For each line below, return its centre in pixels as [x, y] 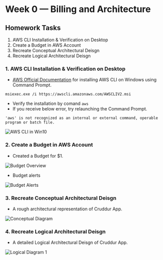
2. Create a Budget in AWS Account [49, 145]
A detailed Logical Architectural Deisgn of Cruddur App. [70, 242]
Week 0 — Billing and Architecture [78, 9]
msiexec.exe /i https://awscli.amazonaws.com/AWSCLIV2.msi [68, 94]
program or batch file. [30, 122]
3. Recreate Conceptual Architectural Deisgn [61, 198]
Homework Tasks [33, 28]
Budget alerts [26, 175]
